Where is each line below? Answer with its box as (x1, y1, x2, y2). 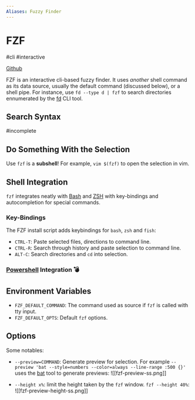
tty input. (14, 308, 37, 315)
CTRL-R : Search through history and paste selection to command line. (14, 244, 181, 251)
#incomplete (6, 127, 36, 135)
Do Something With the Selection (6, 144, 130, 154)
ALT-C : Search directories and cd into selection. (14, 251, 128, 258)
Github (6, 65, 22, 72)
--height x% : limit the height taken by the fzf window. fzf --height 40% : (14, 381, 190, 388)
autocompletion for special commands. (6, 199, 101, 206)
